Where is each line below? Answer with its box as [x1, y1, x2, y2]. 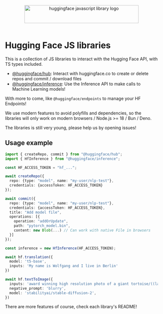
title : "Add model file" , [9, 210, 62, 215]
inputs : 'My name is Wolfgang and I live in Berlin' [9, 263, 118, 269]
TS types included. [5, 61, 43, 67]
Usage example [5, 139, 53, 147]
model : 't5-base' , [9, 259, 47, 264]
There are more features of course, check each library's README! [5, 304, 137, 310]
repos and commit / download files [12, 75, 81, 81]
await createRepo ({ [5, 174, 45, 179]
